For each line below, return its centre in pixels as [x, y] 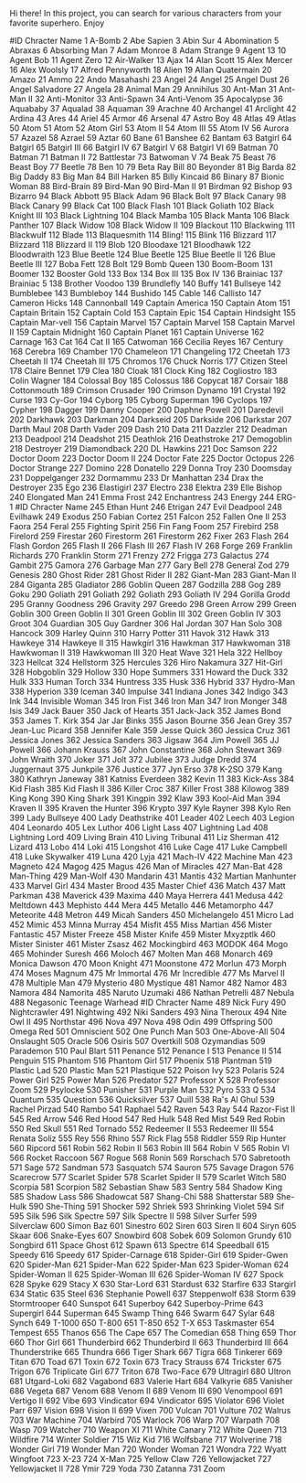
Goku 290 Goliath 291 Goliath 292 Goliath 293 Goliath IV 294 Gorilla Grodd [150, 594]
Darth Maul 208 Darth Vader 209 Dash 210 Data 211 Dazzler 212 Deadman [148, 429]
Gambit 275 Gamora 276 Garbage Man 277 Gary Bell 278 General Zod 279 [149, 565]
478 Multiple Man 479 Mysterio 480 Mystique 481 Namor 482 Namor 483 [148, 983]
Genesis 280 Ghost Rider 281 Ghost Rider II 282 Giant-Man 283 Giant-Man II [153, 575]
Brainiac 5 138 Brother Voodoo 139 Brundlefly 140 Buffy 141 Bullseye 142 [145, 283]
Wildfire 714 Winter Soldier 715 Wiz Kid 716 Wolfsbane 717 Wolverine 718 [146, 1440]
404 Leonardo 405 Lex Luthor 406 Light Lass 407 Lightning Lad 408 [139, 827]
